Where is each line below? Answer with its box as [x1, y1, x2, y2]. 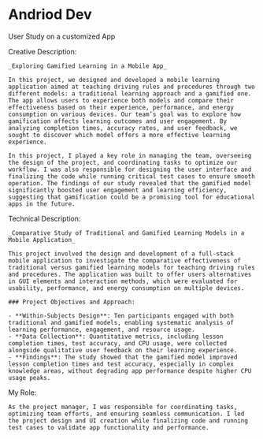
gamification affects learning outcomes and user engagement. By [8, 117, 227, 125]
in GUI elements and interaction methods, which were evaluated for [8, 277, 238, 285]
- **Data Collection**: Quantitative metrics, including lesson [8, 333, 224, 340]
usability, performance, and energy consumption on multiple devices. [8, 284, 245, 292]
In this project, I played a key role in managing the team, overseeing [8, 151, 252, 159]
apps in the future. [8, 199, 76, 208]
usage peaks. [8, 374, 51, 381]
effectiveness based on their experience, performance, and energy [8, 103, 235, 111]
